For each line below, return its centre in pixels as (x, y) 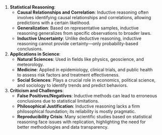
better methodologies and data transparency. (63, 127)
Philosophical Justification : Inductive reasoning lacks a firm (79, 106)
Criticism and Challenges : (37, 91)
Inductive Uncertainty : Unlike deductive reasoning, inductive (79, 38)
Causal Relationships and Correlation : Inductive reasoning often (83, 12)
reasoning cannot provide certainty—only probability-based (78, 43)
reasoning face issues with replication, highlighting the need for (81, 122)
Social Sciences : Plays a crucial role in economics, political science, (86, 80)
